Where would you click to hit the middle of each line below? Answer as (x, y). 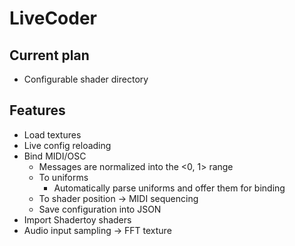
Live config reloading (67, 145)
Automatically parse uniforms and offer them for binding (169, 188)
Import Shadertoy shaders (77, 219)
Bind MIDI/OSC (55, 156)
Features (37, 110)
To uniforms (63, 177)
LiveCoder (53, 18)
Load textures (52, 134)
